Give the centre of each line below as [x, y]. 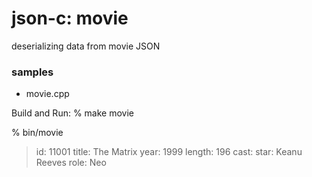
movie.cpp [47, 94]
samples [32, 72]
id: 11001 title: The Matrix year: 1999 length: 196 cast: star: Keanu [169, 152]
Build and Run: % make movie [72, 113]
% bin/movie [37, 133]
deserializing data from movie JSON [86, 46]
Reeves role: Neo [71, 163]
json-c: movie [70, 18]
